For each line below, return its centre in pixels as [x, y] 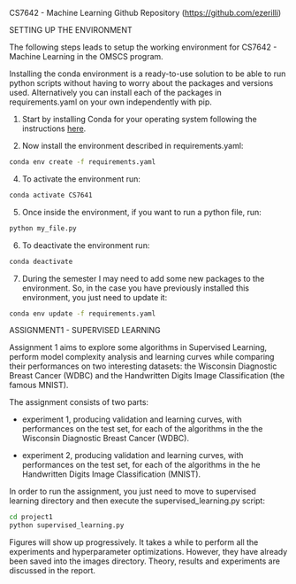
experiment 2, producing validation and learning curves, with [133, 456]
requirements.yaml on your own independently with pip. [110, 102]
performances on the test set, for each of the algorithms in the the [142, 429]
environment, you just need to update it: [95, 297]
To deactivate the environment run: [86, 245]
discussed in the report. [52, 571]
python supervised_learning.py [67, 526]
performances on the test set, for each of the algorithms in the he [141, 465]
